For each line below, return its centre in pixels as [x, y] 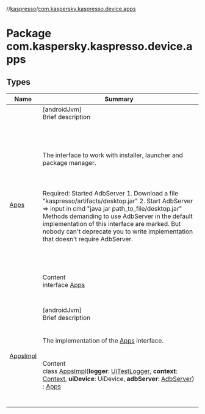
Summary [119, 99]
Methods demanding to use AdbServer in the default [118, 216]
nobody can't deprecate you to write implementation [118, 231]
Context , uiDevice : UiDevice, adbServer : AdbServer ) [118, 379]
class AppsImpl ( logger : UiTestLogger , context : [110, 371]
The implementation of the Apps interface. [103, 340]
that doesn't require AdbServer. [88, 239]
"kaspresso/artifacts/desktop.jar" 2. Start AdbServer [118, 201]
